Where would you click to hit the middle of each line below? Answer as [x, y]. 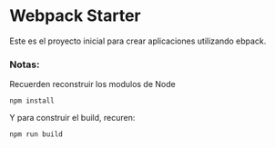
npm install [32, 101]
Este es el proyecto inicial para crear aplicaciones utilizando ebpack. [138, 41]
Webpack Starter [75, 16]
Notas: [25, 64]
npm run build [36, 134]
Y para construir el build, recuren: [72, 118]
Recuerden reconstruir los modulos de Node [92, 84]
